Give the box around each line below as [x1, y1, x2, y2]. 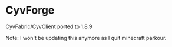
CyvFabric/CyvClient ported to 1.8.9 [5, 23, 92, 30]
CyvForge [5, 4, 55, 17]
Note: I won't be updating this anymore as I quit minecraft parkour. [5, 34, 167, 41]
